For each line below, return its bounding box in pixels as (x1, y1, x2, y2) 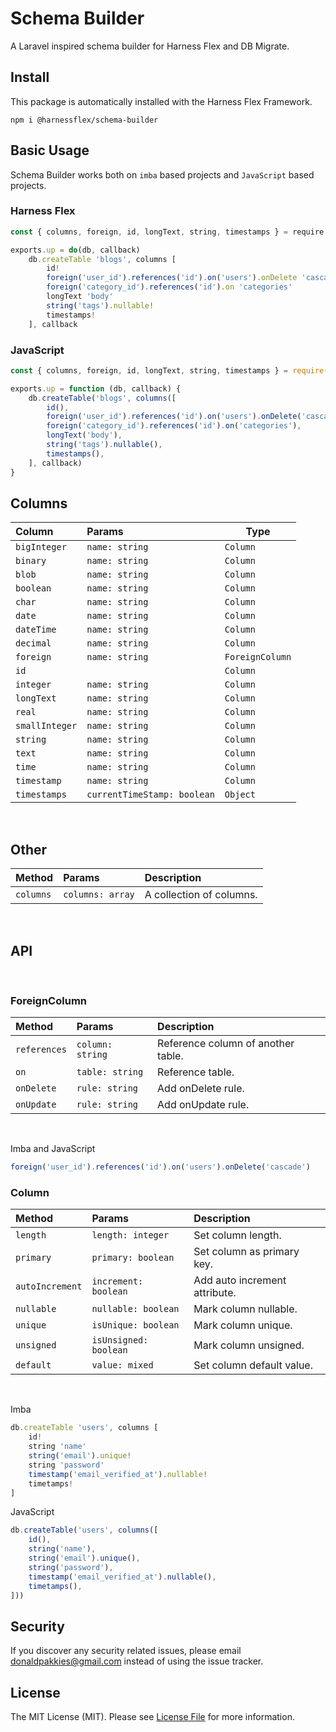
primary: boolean (91, 1252, 175, 1264)
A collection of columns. (144, 888, 258, 902)
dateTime (15, 624, 57, 636)
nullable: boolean (91, 1303, 180, 1315)
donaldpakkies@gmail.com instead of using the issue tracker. (10, 1655, 264, 1667)
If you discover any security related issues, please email (10, 1645, 242, 1657)
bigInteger (15, 542, 67, 553)
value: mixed (91, 1360, 154, 1371)
